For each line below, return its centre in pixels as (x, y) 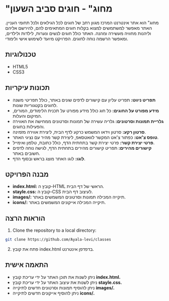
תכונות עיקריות (28, 88)
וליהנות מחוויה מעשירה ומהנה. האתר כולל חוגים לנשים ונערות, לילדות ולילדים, (78, 33)
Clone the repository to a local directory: (54, 230)
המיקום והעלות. (27, 116)
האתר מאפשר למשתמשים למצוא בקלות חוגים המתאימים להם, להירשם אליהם (79, 28)
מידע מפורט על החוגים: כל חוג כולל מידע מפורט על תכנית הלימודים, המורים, (86, 111)
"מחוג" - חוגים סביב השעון (59, 9)
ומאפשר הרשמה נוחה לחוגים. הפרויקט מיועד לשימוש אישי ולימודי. (67, 39)
